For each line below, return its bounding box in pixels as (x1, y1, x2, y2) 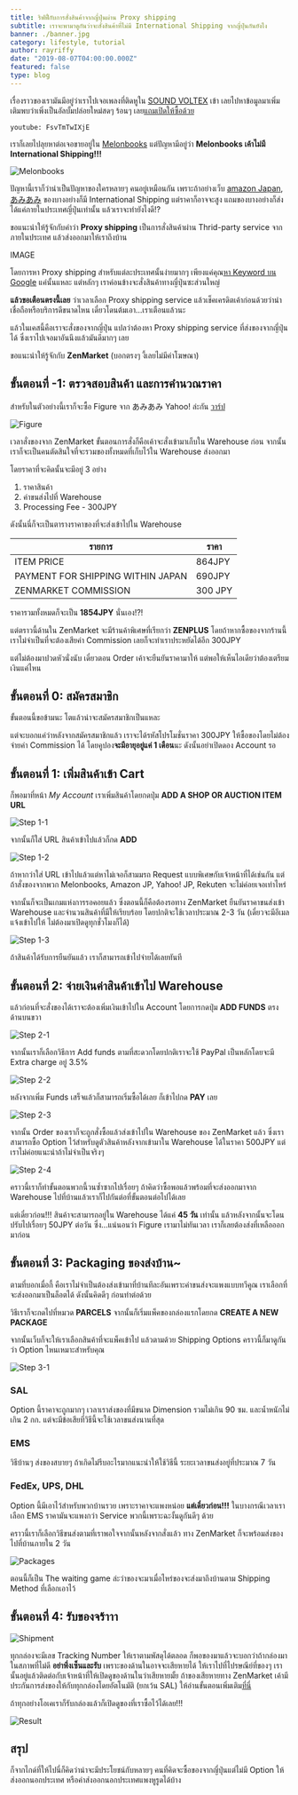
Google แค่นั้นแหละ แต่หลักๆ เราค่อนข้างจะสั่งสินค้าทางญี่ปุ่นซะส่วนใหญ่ (10, 276, 221, 287)
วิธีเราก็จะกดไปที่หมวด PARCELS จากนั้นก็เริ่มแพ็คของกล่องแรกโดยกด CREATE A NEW (10, 1307, 279, 1317)
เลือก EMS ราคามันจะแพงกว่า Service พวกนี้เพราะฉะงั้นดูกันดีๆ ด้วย (10, 1510, 214, 1521)
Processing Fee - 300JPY (22, 501, 118, 512)
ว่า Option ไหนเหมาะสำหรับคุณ (10, 1344, 106, 1354)
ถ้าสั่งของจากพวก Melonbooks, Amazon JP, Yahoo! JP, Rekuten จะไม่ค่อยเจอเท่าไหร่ (10, 879, 286, 890)
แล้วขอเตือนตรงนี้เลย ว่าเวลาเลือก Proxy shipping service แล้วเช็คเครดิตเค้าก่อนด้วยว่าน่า (10, 294, 282, 305)
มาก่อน (10, 1229, 30, 1240)
